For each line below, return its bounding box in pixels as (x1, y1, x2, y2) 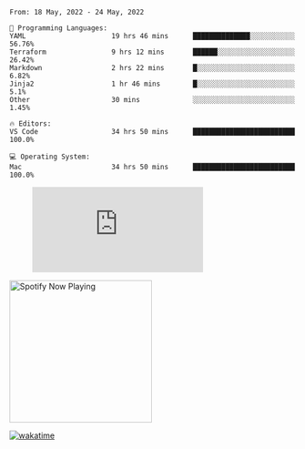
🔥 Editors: (9, 119, 52, 128)
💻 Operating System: (9, 152, 91, 161)
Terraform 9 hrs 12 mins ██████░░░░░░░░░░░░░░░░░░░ (9, 47, 296, 56)
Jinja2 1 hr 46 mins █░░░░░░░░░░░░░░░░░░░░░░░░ (9, 79, 296, 88)
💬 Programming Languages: (9, 24, 107, 33)
